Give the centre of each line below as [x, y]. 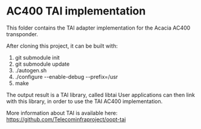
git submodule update [42, 64]
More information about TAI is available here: [62, 113]
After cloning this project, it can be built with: [62, 46]
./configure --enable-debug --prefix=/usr [66, 77]
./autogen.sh [31, 70]
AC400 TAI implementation [76, 11]
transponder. [22, 34]
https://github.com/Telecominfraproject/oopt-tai [66, 119]
